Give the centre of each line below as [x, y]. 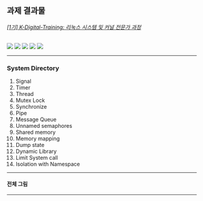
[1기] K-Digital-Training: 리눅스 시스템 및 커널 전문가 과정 [74, 27]
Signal [23, 81]
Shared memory [36, 132]
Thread [24, 94]
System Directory [33, 68]
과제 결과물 [26, 11]
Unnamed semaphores [44, 125]
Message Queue [36, 119]
